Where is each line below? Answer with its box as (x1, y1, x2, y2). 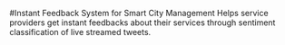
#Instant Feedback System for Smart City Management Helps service (9, 8, 270, 18)
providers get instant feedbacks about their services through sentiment (9, 17, 276, 28)
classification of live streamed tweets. (9, 27, 152, 37)
